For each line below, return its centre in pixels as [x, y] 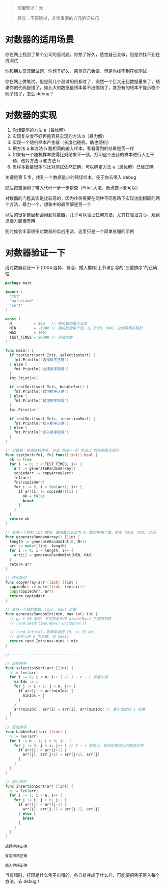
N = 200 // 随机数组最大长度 [48, 323]
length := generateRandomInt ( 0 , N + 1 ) [48, 542]
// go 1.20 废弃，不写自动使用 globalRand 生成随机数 [60, 619]
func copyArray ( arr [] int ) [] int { [41, 582]
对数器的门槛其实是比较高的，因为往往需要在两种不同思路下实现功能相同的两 [82, 198]
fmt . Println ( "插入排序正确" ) [41, 423]
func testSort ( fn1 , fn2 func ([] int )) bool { [51, 455]
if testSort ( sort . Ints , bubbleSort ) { [49, 387]
